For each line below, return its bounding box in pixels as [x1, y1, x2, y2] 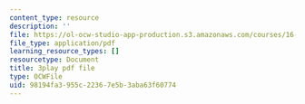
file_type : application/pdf [9, 38, 116, 48]
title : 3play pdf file [9, 64, 95, 73]
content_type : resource [9, 13, 100, 23]
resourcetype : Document [9, 55, 100, 64]
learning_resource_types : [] [9, 47, 120, 56]
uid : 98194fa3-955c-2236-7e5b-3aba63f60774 [9, 80, 177, 90]
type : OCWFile [9, 72, 64, 81]
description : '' [9, 22, 71, 31]
